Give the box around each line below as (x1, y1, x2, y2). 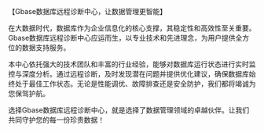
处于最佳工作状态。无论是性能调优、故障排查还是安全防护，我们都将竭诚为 (14, 79, 256, 88)
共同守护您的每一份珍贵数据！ (8, 116, 104, 124)
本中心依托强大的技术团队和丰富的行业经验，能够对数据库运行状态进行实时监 (8, 59, 256, 69)
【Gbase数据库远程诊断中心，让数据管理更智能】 (8, 7, 167, 16)
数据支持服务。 (21, 43, 71, 52)
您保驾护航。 (8, 89, 49, 98)
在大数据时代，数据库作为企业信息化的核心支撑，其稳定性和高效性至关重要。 (8, 23, 256, 33)
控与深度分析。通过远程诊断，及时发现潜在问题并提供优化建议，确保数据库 (8, 70, 249, 78)
